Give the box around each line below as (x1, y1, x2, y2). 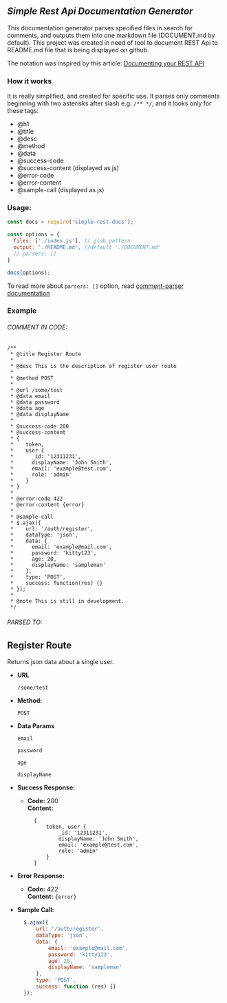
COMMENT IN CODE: (7, 323, 67, 331)
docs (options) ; (7, 269, 51, 276)
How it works (7, 76, 52, 85)
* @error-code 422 (10, 495, 63, 502)
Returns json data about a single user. (7, 658, 114, 666)
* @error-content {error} (10, 501, 85, 508)
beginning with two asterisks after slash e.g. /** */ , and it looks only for (7, 99, 212, 107)
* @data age (10, 404, 45, 412)
